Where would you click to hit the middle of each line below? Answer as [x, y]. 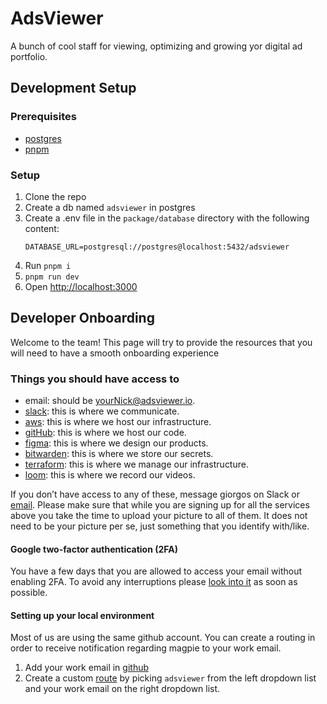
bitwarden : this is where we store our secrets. [119, 454]
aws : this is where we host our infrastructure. [118, 422]
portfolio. [29, 56]
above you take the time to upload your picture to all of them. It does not [159, 516]
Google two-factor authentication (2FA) [94, 549]
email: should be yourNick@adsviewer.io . [110, 401]
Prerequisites [43, 117]
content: [42, 228]
